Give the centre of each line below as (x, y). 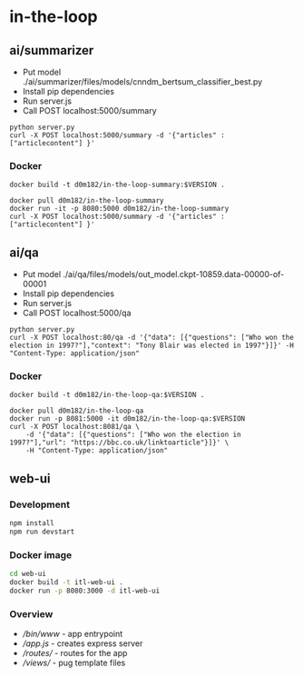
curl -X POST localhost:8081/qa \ (75, 427)
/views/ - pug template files (74, 663)
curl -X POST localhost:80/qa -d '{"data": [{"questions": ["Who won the (152, 338)
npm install (32, 523)
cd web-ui (28, 574)
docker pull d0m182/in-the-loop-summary (87, 201)
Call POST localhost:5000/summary (89, 110)
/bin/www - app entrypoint (73, 634)
